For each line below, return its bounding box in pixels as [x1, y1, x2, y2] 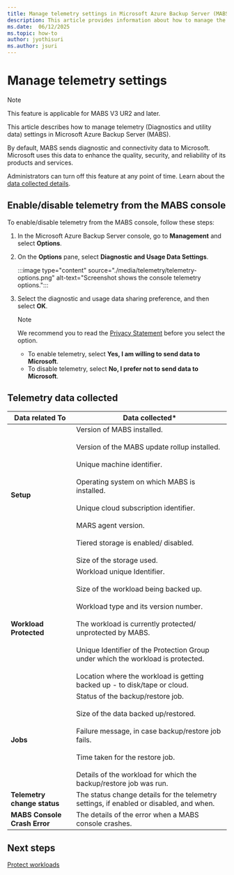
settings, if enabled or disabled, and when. [76, 798, 215, 808]
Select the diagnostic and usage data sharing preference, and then [17, 294, 210, 303]
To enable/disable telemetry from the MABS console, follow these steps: [7, 218, 214, 227]
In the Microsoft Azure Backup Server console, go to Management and [17, 231, 221, 240]
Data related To [13, 413, 66, 423]
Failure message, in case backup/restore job [76, 726, 221, 736]
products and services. [7, 158, 74, 167]
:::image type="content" [17, 266, 87, 274]
